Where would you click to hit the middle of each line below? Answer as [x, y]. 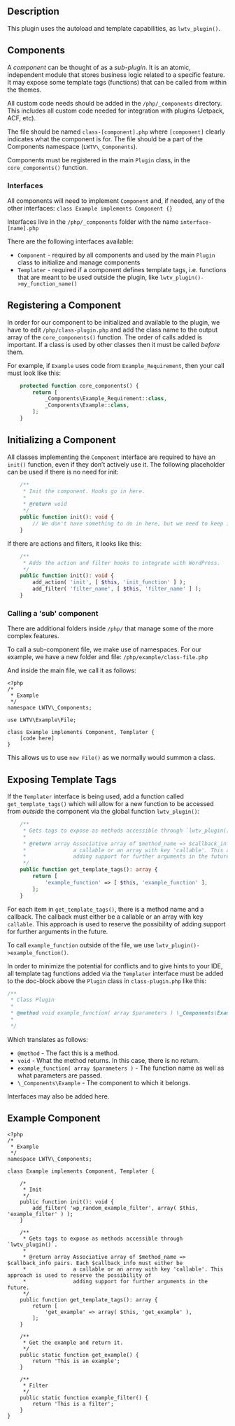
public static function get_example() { [79, 1355]
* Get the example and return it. [73, 1343]
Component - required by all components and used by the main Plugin [116, 255]
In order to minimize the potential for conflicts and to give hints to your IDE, [115, 966]
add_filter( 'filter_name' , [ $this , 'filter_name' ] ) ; [117, 589]
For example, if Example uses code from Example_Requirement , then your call [116, 365]
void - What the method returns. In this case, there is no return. [108, 1060]
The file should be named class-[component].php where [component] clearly [116, 132]
